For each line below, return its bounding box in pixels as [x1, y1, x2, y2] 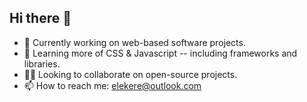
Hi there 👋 [9, 10, 72, 27]
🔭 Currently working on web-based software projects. [23, 36, 246, 48]
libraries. [23, 57, 61, 70]
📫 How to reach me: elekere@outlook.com [23, 79, 202, 91]
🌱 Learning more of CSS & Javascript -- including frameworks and [23, 47, 298, 59]
